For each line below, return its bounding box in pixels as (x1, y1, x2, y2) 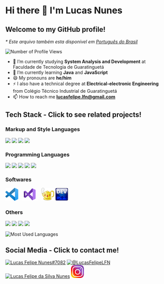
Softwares (5, 176, 32, 183)
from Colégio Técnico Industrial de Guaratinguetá (12, 88, 117, 94)
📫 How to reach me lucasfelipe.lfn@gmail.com (12, 94, 116, 99)
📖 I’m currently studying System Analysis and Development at (12, 58, 146, 65)
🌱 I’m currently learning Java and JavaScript (12, 69, 108, 75)
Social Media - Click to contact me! (5, 246, 119, 254)
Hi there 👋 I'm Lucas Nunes (5, 5, 123, 16)
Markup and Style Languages (5, 126, 80, 133)
